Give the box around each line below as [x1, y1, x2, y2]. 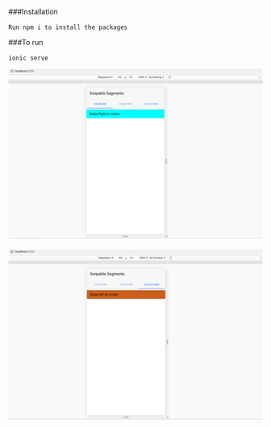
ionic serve [8, 54, 48, 62]
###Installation [8, 7, 58, 16]
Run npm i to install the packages [8, 23, 128, 31]
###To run [8, 38, 44, 47]
